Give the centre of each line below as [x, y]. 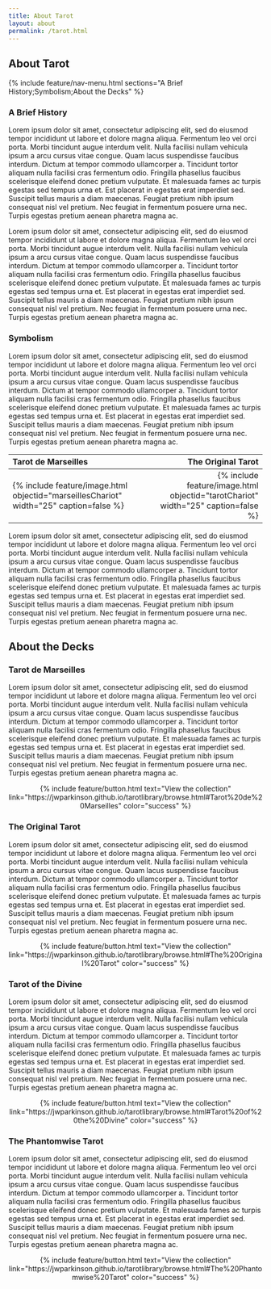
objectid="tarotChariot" [214, 495]
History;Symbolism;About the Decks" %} [76, 92]
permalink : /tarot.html [48, 31]
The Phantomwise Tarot [56, 1141]
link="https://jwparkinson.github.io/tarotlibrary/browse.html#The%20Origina [135, 955]
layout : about [32, 23]
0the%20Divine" [101, 1120]
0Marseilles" [101, 806]
